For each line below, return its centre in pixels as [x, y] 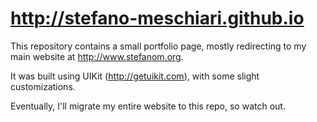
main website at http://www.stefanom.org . [97, 56]
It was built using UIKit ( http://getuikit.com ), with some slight [135, 76]
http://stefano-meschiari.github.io [157, 18]
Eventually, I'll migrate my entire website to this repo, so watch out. [148, 106]
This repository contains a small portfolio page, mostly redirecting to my [158, 46]
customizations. [43, 86]
